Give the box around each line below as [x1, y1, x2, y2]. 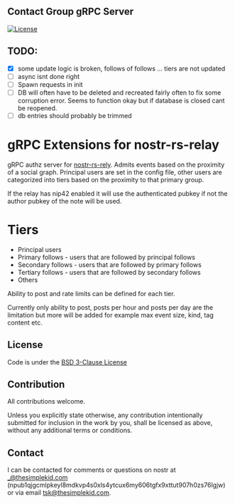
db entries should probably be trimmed [17, 111, 133, 120]
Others [17, 275, 38, 284]
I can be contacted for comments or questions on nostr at [7, 466, 176, 474]
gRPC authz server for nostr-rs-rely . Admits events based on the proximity [7, 160, 225, 169]
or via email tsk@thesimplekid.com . [7, 488, 111, 497]
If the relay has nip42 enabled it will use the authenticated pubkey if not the [7, 189, 228, 198]
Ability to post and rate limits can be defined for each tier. [7, 289, 175, 298]
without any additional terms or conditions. [7, 426, 133, 435]
